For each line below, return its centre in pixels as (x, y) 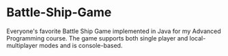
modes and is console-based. (81, 45)
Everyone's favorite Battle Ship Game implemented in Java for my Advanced (114, 31)
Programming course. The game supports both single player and (97, 38)
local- (198, 38)
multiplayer (22, 45)
